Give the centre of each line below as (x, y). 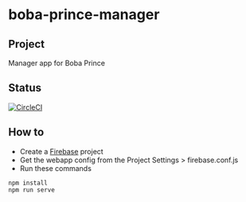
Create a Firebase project (61, 151)
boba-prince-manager (84, 15)
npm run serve (32, 190)
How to (26, 132)
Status (25, 88)
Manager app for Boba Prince (57, 63)
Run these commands (55, 168)
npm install (28, 183)
